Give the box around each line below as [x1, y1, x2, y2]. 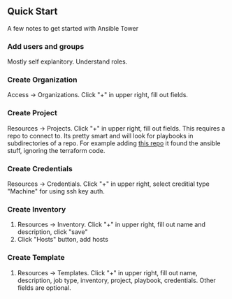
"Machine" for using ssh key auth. [7, 187, 105, 195]
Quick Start [7, 6, 58, 17]
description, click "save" [17, 228, 88, 236]
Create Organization [7, 75, 78, 85]
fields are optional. [17, 283, 71, 292]
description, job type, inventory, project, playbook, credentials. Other [17, 276, 217, 284]
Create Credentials [7, 163, 73, 173]
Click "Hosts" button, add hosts [17, 235, 108, 244]
